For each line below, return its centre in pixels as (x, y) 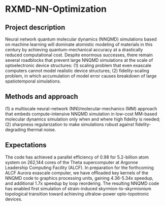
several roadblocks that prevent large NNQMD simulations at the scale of (79, 60)
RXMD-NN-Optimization (56, 9)
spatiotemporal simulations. (33, 81)
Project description (35, 27)
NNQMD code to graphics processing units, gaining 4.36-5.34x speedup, (79, 178)
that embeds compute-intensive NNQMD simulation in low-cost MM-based (81, 114)
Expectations (26, 145)
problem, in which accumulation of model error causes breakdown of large (81, 76)
